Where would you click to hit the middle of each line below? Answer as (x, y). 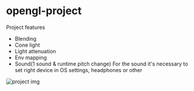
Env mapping (31, 57)
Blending (25, 38)
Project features (26, 27)
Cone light (27, 45)
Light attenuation (35, 51)
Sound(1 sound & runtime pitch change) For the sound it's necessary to (101, 64)
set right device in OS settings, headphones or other (78, 70)
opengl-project (44, 11)
